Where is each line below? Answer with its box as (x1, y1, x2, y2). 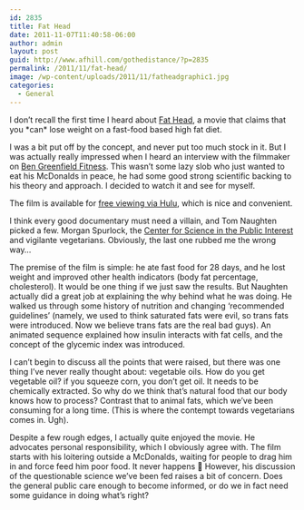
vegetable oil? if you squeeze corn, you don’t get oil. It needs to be (9, 376, 259, 387)
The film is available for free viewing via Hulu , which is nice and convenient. (9, 197, 293, 209)
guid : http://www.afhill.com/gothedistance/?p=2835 (9, 55, 209, 64)
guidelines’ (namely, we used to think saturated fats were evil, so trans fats (9, 309, 289, 320)
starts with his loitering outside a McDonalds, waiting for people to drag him (9, 451, 293, 462)
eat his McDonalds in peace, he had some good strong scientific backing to (9, 170, 292, 181)
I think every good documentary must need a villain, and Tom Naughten (9, 215, 277, 226)
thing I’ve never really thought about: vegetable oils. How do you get (9, 366, 265, 377)
